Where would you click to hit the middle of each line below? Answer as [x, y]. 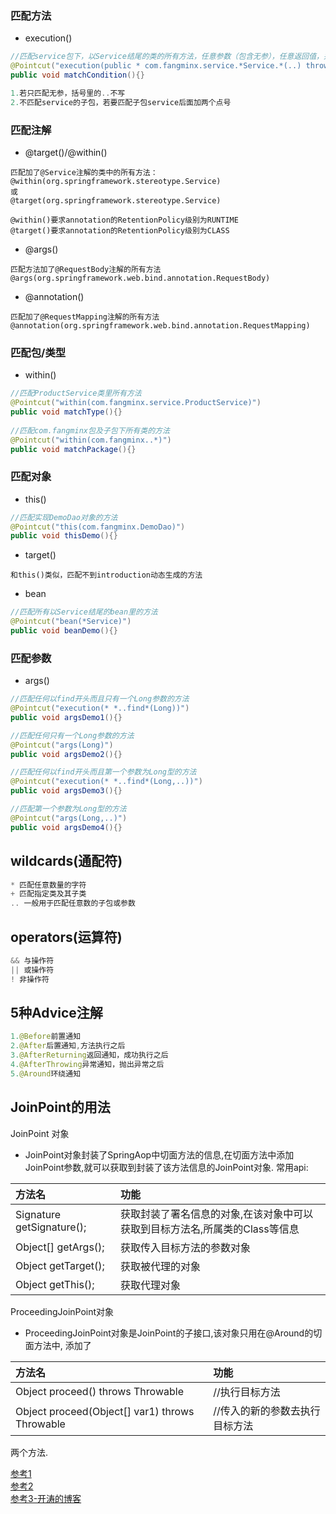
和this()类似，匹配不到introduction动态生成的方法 [106, 575]
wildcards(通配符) [66, 861]
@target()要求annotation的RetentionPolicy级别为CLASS [120, 230]
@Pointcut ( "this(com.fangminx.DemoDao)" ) [98, 527]
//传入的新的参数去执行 [267, 1410]
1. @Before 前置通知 [46, 1037]
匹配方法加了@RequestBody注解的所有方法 [86, 269]
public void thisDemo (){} [64, 536]
